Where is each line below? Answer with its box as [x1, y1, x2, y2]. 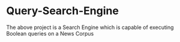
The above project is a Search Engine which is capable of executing [6, 24, 174, 31]
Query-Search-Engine [6, 4, 119, 18]
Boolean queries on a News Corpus [6, 30, 94, 37]
